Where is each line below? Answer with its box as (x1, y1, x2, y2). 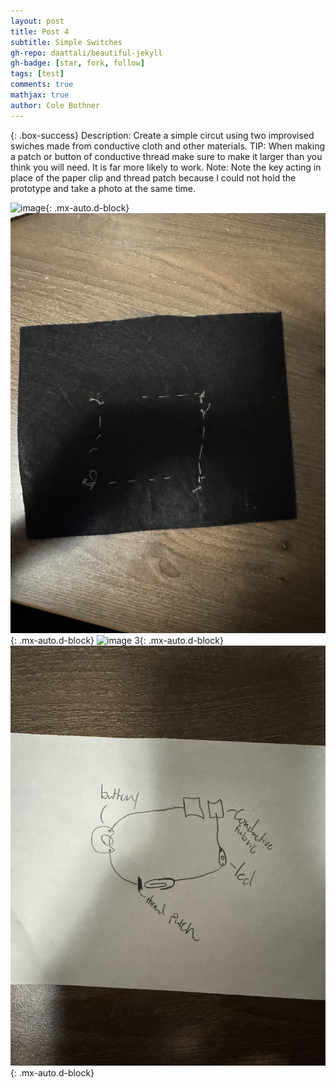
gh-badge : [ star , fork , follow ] (10, 58, 145, 69)
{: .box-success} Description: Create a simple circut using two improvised (10, 129, 315, 141)
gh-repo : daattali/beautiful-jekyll (10, 48, 163, 58)
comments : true (10, 80, 74, 90)
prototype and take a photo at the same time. (10, 182, 197, 194)
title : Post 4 (10, 26, 70, 37)
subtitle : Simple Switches (10, 37, 123, 47)
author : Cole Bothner (10, 100, 101, 110)
